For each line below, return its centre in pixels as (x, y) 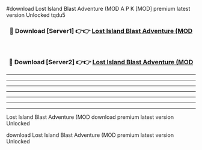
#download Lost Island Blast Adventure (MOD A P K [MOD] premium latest (98, 9)
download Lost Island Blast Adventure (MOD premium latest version (90, 135)
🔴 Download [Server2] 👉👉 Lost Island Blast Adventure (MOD (101, 62)
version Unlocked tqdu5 (36, 15)
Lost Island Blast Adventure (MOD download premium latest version (90, 117)
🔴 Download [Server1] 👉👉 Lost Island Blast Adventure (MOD (101, 31)
